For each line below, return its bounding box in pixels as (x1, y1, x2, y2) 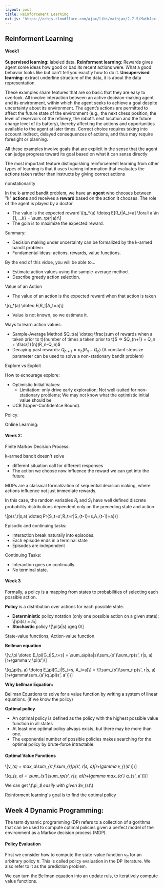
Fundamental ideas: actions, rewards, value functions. (12, 250, 121, 256)
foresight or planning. (5, 136, 48, 142)
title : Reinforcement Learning (5, 12, 69, 17)
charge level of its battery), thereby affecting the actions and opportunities (5, 121, 155, 127)
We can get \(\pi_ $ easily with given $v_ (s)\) (5, 783, 94, 788)
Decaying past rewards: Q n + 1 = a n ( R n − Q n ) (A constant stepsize (12, 346, 143, 354)
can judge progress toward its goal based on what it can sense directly (5, 151, 148, 157)
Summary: (5, 230, 26, 235)
